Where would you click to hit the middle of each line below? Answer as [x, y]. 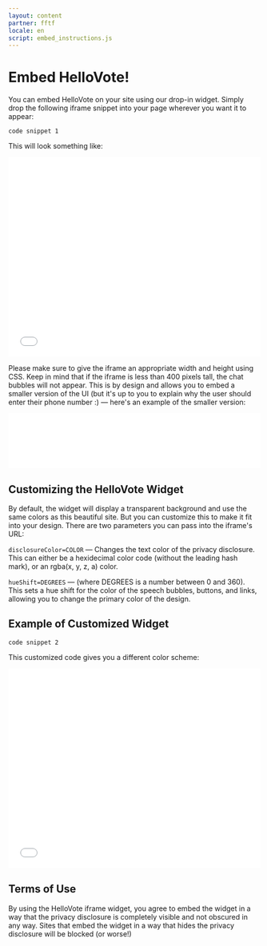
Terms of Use [42, 889]
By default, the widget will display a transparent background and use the [128, 509]
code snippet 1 [34, 131]
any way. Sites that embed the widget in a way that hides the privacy [121, 925]
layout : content [35, 16]
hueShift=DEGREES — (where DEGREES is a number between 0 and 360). [127, 582]
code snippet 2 [34, 642]
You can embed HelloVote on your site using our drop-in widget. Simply [126, 100]
